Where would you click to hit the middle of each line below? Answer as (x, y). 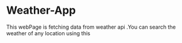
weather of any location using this (48, 33)
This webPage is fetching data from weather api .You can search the (91, 27)
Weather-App (41, 10)
